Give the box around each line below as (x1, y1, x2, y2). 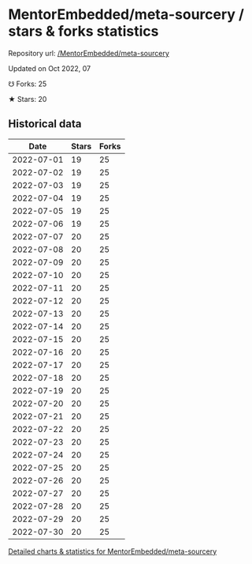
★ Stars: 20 (8, 94, 47, 103)
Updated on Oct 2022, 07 (8, 63, 91, 73)
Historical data (8, 117, 82, 131)
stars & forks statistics (8, 22, 159, 40)
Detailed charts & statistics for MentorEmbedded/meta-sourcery (8, 547, 217, 556)
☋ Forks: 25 (8, 79, 47, 88)
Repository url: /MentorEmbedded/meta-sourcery (8, 48, 169, 58)
